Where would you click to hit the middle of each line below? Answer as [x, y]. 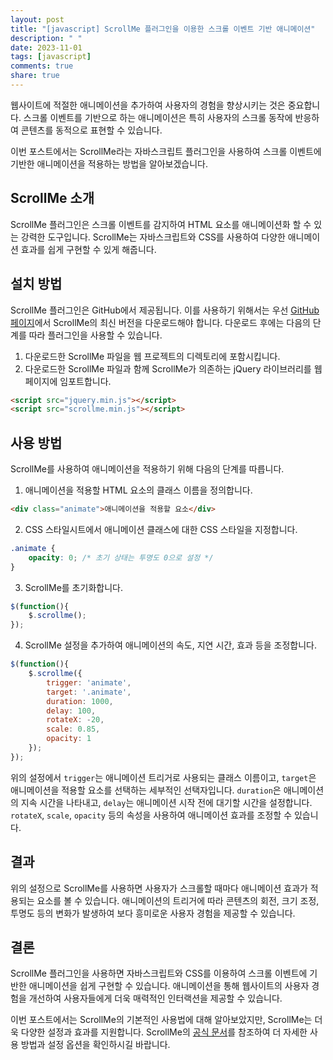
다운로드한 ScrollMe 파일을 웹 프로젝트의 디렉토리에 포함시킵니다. [152, 356]
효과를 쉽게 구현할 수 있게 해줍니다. [88, 249]
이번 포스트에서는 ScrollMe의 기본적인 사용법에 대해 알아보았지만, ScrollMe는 [161, 1020]
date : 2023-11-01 [46, 47]
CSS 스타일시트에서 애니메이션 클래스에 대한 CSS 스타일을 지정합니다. [161, 529]
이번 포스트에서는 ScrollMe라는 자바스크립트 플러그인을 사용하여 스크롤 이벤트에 [166, 151]
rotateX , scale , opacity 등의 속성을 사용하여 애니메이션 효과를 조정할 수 [151, 815]
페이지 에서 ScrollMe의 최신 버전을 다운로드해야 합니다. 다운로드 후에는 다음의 [160, 322]
